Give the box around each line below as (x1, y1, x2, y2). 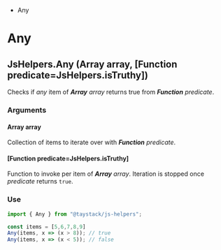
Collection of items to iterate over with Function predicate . (7, 138, 176, 146)
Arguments (7, 105, 47, 115)
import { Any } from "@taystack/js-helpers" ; (7, 210, 142, 218)
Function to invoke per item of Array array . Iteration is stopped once (7, 169, 205, 178)
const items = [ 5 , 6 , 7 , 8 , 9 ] (7, 223, 86, 230)
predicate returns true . (7, 177, 73, 186)
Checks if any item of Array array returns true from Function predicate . (7, 88, 215, 96)
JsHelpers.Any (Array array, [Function (7, 58, 178, 70)
